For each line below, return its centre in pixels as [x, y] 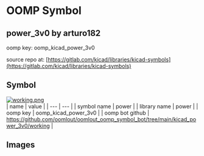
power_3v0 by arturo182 [54, 33]
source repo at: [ [27, 59]
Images [21, 145]
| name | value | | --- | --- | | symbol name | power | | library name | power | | [102, 106]
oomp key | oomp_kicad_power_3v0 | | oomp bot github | [78, 113]
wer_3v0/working [28, 126]
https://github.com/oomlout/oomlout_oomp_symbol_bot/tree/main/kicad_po [101, 119]
